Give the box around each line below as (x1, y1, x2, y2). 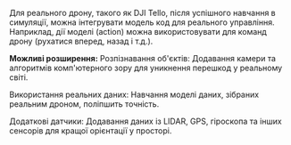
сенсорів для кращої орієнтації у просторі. (9, 125, 172, 136)
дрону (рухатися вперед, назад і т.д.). (9, 36, 154, 46)
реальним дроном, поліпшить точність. (9, 99, 160, 109)
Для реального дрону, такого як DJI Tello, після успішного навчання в (9, 8, 277, 18)
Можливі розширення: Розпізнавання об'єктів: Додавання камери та (9, 53, 277, 63)
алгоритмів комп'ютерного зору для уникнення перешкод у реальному (9, 62, 283, 73)
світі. (9, 72, 29, 83)
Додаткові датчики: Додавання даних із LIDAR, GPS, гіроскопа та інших (9, 116, 283, 126)
